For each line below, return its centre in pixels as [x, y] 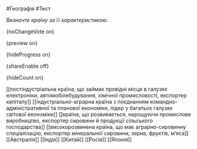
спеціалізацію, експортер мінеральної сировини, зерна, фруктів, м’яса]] [97, 133]
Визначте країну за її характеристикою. [57, 20]
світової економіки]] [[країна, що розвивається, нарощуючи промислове [98, 114]
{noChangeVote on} [30, 31]
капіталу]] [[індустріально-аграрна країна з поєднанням [77, 102]
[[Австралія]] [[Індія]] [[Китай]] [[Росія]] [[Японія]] [69, 140]
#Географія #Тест [28, 9]
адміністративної [28, 108]
